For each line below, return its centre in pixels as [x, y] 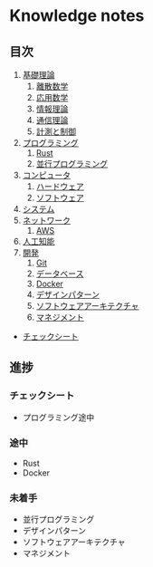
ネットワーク [46, 220]
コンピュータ [46, 175]
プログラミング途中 [58, 417]
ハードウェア [60, 186]
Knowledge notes [77, 16]
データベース [60, 274]
